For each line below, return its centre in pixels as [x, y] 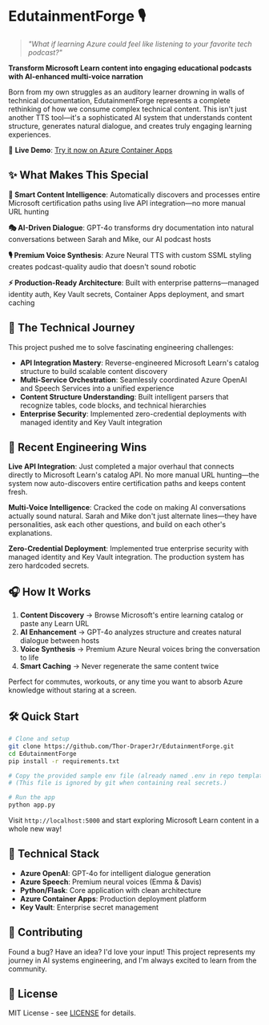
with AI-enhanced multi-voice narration [76, 76]
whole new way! [35, 829]
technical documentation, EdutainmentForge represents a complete [119, 100]
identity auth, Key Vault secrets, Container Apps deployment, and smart [126, 294]
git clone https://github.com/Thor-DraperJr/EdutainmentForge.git [121, 746]
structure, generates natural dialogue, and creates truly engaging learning [130, 126]
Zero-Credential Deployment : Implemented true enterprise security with [128, 549]
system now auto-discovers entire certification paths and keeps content [127, 484]
